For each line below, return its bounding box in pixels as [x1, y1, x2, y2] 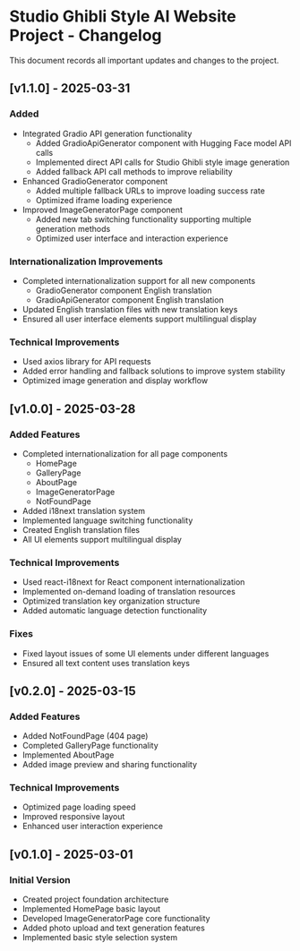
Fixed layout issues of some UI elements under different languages [21, 647, 270, 659]
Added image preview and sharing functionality [21, 759, 198, 770]
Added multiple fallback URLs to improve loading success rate [35, 185, 266, 196]
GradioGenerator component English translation [35, 285, 212, 296]
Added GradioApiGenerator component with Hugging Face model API [35, 137, 292, 149]
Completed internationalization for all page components [21, 448, 228, 458]
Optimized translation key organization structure [21, 595, 201, 606]
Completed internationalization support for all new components [21, 275, 256, 286]
